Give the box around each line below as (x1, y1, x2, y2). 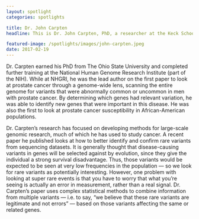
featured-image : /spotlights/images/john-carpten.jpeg (6, 41, 145, 47)
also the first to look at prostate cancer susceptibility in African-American (6, 107, 185, 114)
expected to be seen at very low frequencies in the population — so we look (6, 162, 192, 169)
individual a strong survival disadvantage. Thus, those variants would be (6, 156, 182, 163)
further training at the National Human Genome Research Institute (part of (6, 69, 186, 76)
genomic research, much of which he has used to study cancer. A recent (6, 131, 184, 138)
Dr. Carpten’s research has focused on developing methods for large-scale (6, 125, 188, 131)
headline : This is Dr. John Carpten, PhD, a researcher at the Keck (6, 30, 179, 36)
